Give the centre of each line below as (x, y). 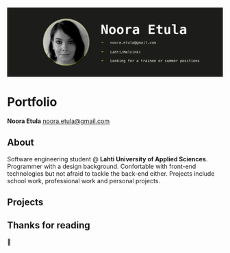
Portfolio (32, 102)
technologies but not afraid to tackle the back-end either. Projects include (111, 173)
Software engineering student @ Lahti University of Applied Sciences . (107, 159)
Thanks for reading (49, 225)
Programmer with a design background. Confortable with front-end (102, 166)
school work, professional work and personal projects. (84, 181)
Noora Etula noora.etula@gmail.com (59, 121)
